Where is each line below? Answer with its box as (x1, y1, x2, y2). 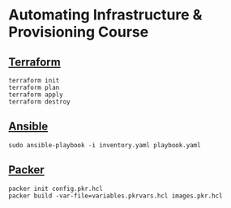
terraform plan (8, 83, 60, 91)
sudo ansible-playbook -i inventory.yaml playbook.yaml (8, 141, 201, 149)
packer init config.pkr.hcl (8, 185, 104, 193)
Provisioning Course (8, 23, 149, 41)
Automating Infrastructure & (8, 6, 203, 24)
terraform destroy (8, 98, 71, 106)
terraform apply (8, 91, 63, 99)
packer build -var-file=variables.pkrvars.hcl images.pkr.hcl (8, 192, 223, 200)
